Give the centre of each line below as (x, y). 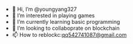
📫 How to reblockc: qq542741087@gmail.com (69, 35)
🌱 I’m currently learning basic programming (66, 22)
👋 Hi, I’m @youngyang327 (44, 9)
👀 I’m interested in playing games (53, 15)
